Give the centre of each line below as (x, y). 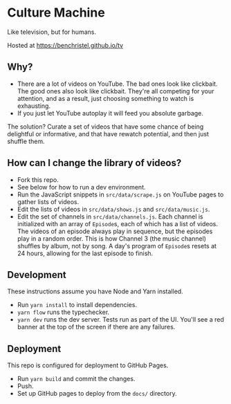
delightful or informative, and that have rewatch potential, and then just (108, 134)
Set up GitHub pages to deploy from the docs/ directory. (97, 394)
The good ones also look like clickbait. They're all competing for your (115, 91)
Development (37, 275)
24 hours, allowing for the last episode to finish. (85, 253)
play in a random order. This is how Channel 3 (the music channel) (111, 238)
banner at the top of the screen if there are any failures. (96, 327)
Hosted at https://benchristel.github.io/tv (65, 45)
